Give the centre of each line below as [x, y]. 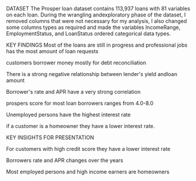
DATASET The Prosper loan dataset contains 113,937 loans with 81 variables [98, 9]
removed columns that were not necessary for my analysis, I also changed [97, 21]
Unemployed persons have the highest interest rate [68, 115]
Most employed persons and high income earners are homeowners [88, 172]
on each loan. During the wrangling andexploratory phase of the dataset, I [96, 15]
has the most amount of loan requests [52, 51]
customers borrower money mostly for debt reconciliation [76, 62]
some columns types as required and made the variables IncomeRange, [94, 27]
